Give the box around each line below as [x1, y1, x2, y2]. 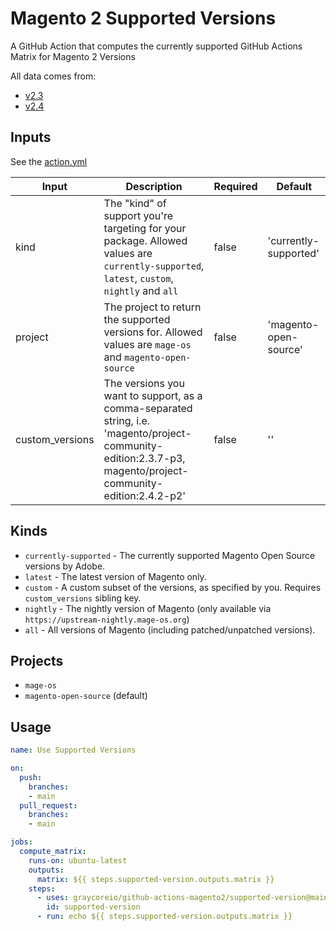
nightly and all [103, 283, 179, 297]
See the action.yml [10, 155, 88, 167]
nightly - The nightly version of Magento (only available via [24, 602, 272, 614]
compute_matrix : [19, 847, 87, 857]
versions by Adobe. [24, 560, 106, 572]
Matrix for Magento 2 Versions [10, 50, 136, 62]
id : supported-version [46, 902, 141, 912]
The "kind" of [103, 196, 167, 210]
